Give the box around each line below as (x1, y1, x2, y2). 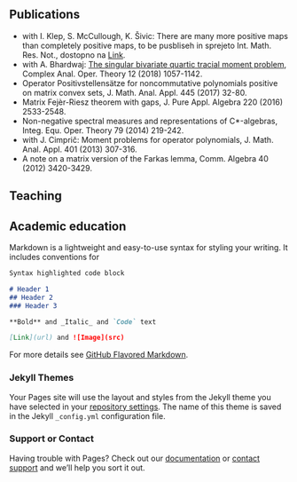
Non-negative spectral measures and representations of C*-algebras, (21, 115, 278, 126)
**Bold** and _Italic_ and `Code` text (9, 317, 157, 327)
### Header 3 (9, 301, 58, 310)
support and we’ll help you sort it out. (9, 462, 145, 473)
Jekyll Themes (9, 372, 74, 384)
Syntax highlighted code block (9, 269, 125, 278)
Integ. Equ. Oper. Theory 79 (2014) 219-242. (21, 124, 184, 136)
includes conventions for (9, 252, 100, 263)
